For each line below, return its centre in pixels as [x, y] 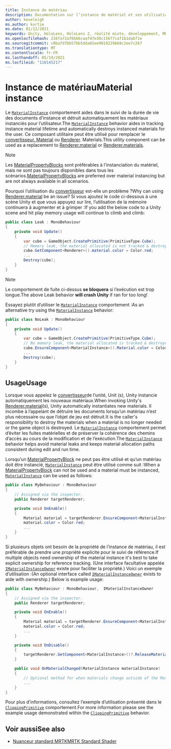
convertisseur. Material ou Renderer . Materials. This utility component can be [85, 140]
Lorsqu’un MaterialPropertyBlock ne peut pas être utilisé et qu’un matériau [83, 459]
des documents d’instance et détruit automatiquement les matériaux [77, 118]
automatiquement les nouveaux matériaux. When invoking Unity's [74, 401]
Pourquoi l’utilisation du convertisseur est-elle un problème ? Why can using [84, 191]
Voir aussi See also [35, 729]
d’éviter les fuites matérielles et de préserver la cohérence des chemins [80, 433]
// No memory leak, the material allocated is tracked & [85, 343]
